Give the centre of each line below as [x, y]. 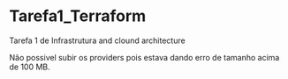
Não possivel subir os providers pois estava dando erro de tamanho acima [144, 57]
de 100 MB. [30, 67]
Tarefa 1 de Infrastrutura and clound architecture [97, 40]
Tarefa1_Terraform [78, 16]
